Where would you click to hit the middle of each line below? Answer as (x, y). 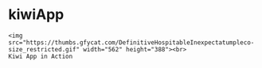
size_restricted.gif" (44, 49)
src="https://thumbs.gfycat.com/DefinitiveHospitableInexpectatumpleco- (131, 42)
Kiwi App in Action (41, 56)
